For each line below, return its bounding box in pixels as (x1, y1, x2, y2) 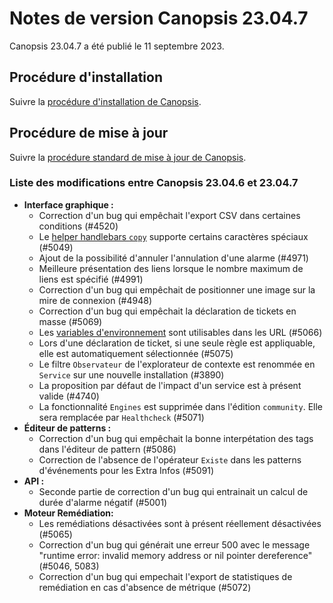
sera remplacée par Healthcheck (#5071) (38, 411, 205, 423)
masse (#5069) (38, 315, 103, 327)
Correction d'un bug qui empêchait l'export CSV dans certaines (38, 209, 301, 221)
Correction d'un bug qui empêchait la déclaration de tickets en (38, 305, 297, 317)
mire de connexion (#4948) (38, 294, 152, 306)
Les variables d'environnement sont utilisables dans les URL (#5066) (38, 326, 323, 338)
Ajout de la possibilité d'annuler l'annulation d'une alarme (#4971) (38, 252, 309, 264)
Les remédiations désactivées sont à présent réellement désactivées (38, 517, 322, 529)
